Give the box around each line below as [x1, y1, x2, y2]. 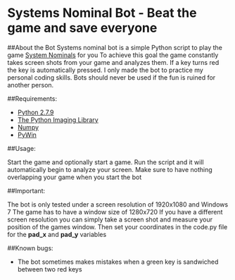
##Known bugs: [7, 243, 54, 252]
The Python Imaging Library [17, 115, 99, 124]
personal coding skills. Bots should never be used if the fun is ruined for [7, 73, 216, 82]
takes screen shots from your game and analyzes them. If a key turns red [7, 58, 220, 66]
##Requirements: [7, 94, 58, 103]
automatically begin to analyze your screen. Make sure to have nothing [7, 165, 212, 174]
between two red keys [17, 264, 82, 273]
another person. [7, 80, 54, 89]
